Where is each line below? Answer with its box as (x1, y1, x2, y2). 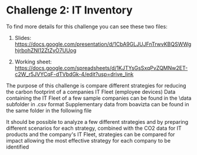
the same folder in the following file (6, 107, 92, 114)
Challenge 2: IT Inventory (6, 4, 133, 17)
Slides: (14, 34, 31, 41)
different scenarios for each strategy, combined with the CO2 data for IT (6, 124, 182, 132)
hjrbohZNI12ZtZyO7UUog (14, 46, 77, 53)
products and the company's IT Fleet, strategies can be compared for (6, 130, 175, 138)
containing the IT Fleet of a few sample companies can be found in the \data (6, 95, 192, 102)
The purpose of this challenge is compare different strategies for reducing (6, 82, 186, 89)
